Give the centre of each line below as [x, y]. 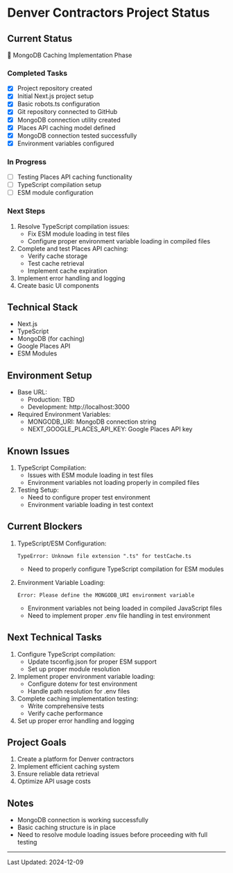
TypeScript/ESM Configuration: [62, 543]
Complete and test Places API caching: [73, 248]
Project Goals [37, 743]
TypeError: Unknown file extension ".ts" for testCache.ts [104, 556]
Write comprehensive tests [66, 706]
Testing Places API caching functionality [75, 177]
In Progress [27, 161]
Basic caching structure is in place [66, 827]
